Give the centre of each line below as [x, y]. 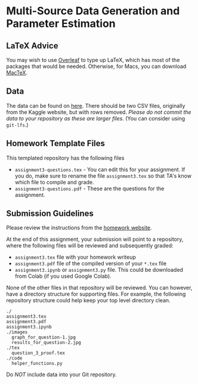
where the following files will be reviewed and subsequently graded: [90, 246]
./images [17, 332]
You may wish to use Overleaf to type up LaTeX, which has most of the [93, 60]
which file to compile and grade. [54, 182]
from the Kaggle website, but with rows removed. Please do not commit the [99, 112]
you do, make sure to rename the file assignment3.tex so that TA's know [103, 176]
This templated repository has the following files [65, 158]
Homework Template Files [56, 143]
